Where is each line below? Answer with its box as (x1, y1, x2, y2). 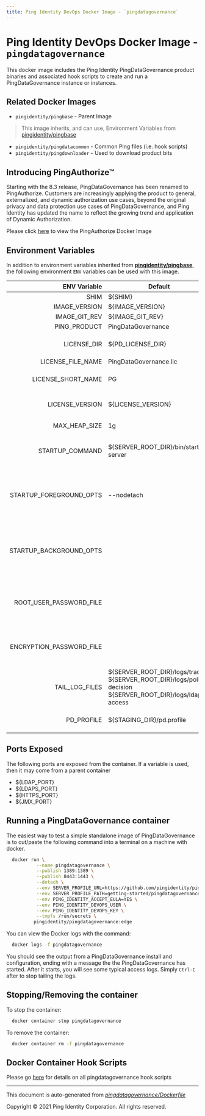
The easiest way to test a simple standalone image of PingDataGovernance (6, 832, 195, 839)
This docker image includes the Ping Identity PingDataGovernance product (6, 66, 195, 73)
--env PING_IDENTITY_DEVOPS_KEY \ (36, 907, 124, 914)
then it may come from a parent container (6, 767, 111, 774)
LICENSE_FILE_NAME (40, 357, 103, 366)
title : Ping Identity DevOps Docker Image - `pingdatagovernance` (6, 9, 179, 15)
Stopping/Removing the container (6, 990, 138, 1000)
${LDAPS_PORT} (15, 785, 58, 792)
